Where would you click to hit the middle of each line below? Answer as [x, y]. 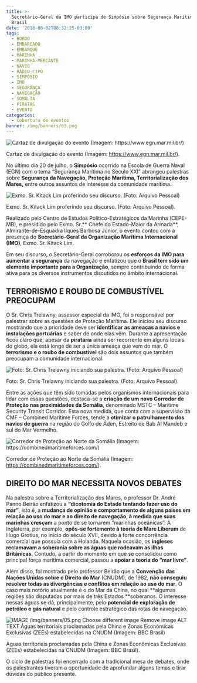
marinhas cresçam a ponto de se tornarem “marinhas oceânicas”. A [89, 522]
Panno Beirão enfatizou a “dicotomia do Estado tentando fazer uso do [92, 504]
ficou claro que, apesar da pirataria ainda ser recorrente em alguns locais [95, 339]
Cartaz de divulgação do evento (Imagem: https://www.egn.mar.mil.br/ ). [93, 154]
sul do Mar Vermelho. [32, 430]
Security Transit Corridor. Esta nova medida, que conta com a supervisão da [98, 411]
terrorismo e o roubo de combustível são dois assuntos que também [90, 352]
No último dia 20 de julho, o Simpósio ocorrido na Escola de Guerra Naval [96, 165]
